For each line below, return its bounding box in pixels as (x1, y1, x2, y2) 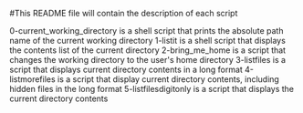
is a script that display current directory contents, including (57, 74, 280, 85)
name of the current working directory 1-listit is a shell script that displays (9, 36, 286, 46)
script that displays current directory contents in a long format (9, 64, 244, 75)
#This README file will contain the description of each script (9, 8, 238, 18)
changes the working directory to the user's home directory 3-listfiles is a (9, 55, 286, 65)
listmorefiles (9, 74, 57, 85)
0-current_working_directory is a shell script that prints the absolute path (9, 26, 284, 36)
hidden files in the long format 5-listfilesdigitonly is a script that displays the (9, 84, 295, 94)
